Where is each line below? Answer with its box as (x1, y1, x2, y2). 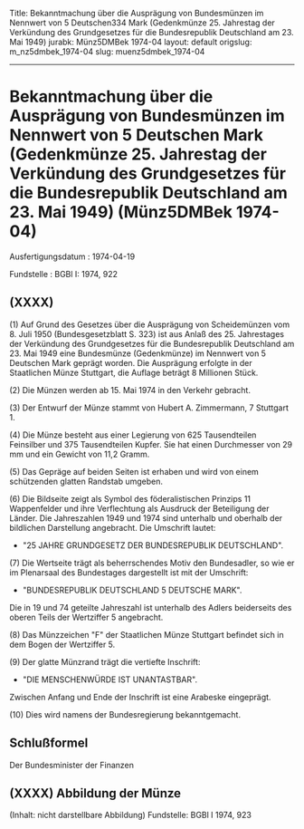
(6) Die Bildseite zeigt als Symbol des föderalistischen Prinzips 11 (9, 493, 252, 504)
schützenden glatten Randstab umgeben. (9, 476, 164, 487)
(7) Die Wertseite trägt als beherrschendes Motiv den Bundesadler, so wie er (9, 557, 295, 568)
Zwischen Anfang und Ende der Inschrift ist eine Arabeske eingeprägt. (9, 691, 271, 702)
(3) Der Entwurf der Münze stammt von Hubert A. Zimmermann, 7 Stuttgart (9, 402, 290, 413)
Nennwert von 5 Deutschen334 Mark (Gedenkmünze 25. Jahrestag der (9, 17, 276, 28)
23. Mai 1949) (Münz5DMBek (9, 202, 233, 223)
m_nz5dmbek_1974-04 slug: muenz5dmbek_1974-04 (9, 46, 205, 57)
